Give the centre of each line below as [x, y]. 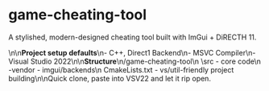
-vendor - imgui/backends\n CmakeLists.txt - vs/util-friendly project [121, 69]
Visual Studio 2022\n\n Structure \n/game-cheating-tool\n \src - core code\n [135, 61]
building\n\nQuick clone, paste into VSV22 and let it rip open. [110, 78]
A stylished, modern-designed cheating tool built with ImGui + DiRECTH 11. [132, 37]
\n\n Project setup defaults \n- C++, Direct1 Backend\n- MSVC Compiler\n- [132, 52]
